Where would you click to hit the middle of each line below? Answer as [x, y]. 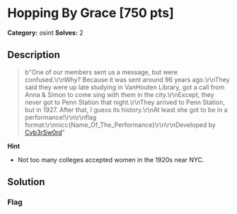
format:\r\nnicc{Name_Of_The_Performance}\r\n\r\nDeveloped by [120, 125]
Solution [26, 182]
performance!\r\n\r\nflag [60, 117]
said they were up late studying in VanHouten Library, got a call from [125, 87]
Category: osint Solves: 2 [45, 33]
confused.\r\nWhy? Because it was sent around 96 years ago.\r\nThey [127, 79]
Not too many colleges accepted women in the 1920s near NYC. [111, 159]
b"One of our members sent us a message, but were [101, 72]
